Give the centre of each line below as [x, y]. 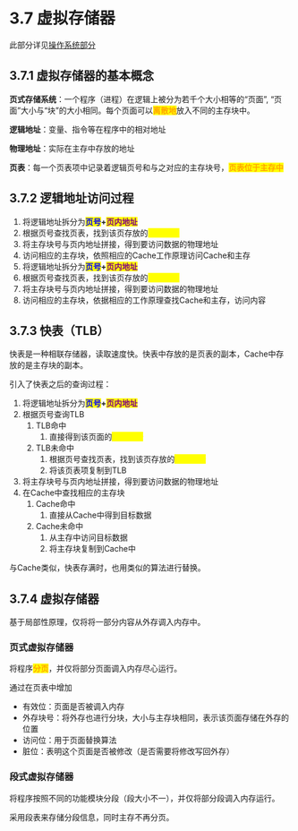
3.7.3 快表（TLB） [60, 331]
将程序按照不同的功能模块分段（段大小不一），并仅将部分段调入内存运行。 [145, 798]
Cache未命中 [60, 527]
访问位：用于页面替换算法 [69, 741]
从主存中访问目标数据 [88, 537]
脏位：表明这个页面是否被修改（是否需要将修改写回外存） [128, 751]
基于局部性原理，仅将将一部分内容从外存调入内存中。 [107, 622]
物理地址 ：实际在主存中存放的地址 [72, 148]
